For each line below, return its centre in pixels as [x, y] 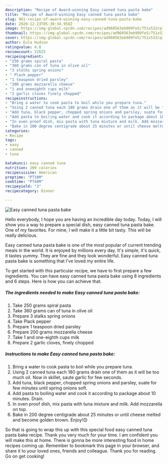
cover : [12, 38]
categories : [17, 131]
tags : [11, 140]
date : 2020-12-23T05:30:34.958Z [39, 24]
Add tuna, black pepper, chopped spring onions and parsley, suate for [84, 382]
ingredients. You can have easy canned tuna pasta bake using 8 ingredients [83, 276]
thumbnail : [16, 33]
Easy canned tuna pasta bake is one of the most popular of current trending [83, 245]
